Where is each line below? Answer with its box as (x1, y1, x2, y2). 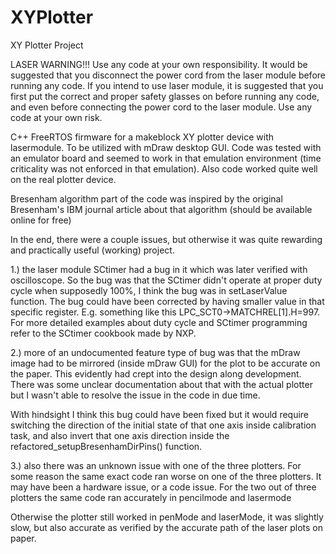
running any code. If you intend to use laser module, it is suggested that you (10, 79, 324, 91)
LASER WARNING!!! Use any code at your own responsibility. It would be (10, 58, 308, 70)
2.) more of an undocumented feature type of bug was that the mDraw (10, 346, 301, 358)
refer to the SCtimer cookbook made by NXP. (10, 327, 197, 339)
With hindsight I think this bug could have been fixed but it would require (10, 408, 310, 420)
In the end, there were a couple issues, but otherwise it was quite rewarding (10, 233, 323, 245)
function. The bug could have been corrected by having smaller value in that (10, 295, 325, 307)
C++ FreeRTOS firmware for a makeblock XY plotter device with (10, 131, 275, 143)
